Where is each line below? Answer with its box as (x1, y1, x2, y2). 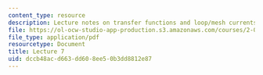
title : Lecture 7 (8, 48, 65, 55)
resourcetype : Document (8, 41, 86, 48)
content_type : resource (8, 11, 86, 20)
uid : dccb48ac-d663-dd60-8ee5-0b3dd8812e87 (8, 55, 153, 63)
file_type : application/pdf (8, 33, 100, 41)
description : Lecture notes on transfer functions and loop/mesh (8, 19, 225, 27)
